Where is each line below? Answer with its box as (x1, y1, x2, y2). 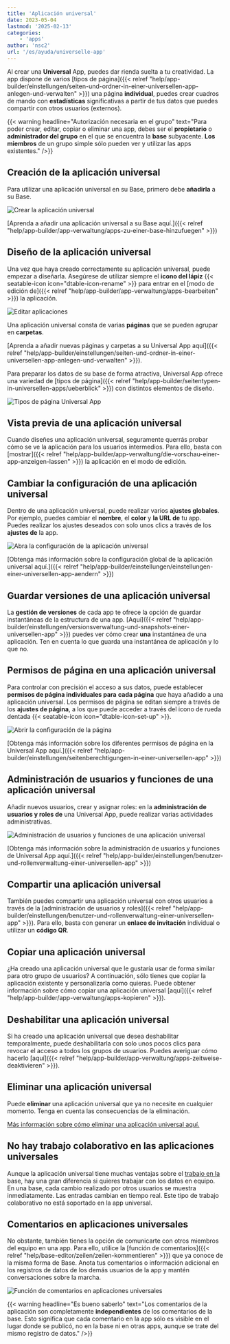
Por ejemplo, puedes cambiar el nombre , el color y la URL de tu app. (7, 514, 202, 522)
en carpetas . (7, 328, 45, 336)
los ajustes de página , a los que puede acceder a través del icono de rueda (7, 704, 222, 713)
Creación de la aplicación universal (7, 167, 161, 179)
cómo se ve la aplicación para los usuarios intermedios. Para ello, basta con (7, 442, 222, 451)
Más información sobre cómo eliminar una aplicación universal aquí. (7, 1120, 200, 1128)
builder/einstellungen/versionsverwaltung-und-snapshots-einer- (7, 622, 190, 631)
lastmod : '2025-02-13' (7, 23, 72, 30)
